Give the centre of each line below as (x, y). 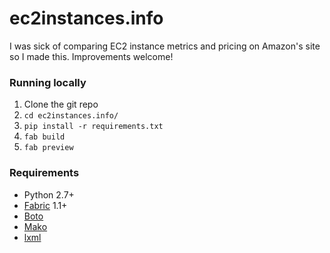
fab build (44, 137)
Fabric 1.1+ (45, 205)
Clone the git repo (61, 104)
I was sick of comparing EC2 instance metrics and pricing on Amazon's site (165, 46)
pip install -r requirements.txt (93, 127)
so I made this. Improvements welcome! (91, 56)
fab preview (48, 148)
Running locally (48, 82)
